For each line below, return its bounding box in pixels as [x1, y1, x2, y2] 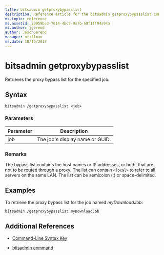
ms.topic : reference [5, 16, 47, 21]
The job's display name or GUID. [37, 136, 111, 143]
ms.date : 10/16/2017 [5, 39, 47, 44]
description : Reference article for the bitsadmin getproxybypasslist [5, 12, 152, 17]
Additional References [5, 222, 75, 230]
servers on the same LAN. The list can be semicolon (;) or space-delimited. [5, 172, 156, 178]
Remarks [5, 151, 27, 157]
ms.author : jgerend [5, 25, 45, 30]
